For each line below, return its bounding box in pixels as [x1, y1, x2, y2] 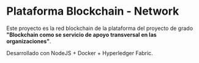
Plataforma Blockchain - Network [6, 4, 179, 18]
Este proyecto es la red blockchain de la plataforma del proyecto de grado [6, 24, 193, 32]
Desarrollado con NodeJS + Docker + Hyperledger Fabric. [6, 49, 153, 56]
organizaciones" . [6, 37, 51, 45]
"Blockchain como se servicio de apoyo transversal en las [6, 31, 157, 38]
